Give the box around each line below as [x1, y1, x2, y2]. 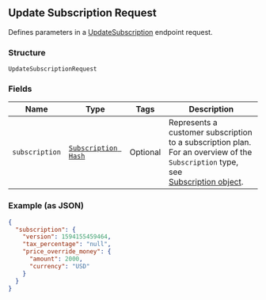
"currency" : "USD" [28, 262, 90, 270]
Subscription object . [169, 177, 244, 188]
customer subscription [169, 127, 253, 138]
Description [188, 104, 234, 115]
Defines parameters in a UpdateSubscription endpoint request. [8, 27, 213, 36]
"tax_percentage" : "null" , [22, 241, 112, 249]
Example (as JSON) [8, 200, 85, 211]
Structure [8, 47, 46, 58]
